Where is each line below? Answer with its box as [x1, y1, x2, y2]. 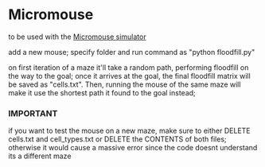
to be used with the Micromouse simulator [8, 32, 146, 41]
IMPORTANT [8, 107, 58, 118]
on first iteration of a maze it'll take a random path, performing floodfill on [8, 62, 249, 72]
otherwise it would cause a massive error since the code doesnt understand [8, 143, 258, 153]
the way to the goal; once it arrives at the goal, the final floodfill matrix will [8, 71, 251, 80]
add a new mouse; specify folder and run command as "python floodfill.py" [8, 47, 255, 56]
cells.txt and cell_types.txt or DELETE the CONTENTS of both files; [8, 134, 227, 144]
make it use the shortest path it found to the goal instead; [8, 87, 197, 97]
